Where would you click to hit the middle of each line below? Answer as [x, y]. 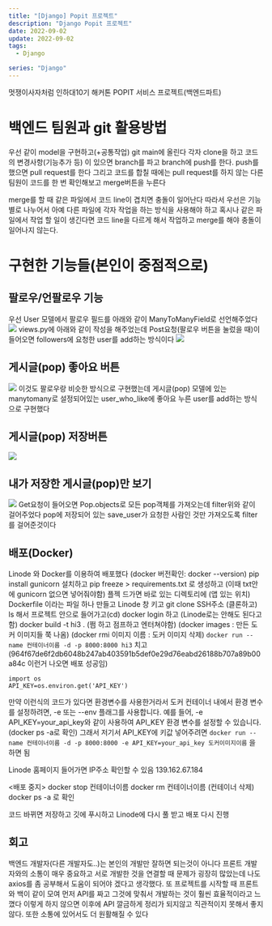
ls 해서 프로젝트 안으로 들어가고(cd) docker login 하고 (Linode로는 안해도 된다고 [135, 614]
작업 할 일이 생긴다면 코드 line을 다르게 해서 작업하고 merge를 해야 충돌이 [145, 220]
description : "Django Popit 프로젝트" [70, 23]
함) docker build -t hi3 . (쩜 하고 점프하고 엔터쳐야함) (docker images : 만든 [129, 625]
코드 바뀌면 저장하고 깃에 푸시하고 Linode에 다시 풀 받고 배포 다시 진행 [119, 814]
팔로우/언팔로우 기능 [56, 298]
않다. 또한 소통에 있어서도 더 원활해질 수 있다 [79, 914]
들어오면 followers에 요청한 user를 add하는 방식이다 [91, 339]
